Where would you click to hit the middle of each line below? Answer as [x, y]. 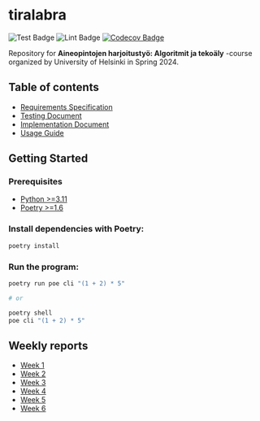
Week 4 [33, 391]
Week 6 [33, 409]
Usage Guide [42, 132]
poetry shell [30, 313]
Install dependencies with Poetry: [76, 229]
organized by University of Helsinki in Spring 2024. [93, 62]
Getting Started [48, 159]
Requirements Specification [66, 106]
